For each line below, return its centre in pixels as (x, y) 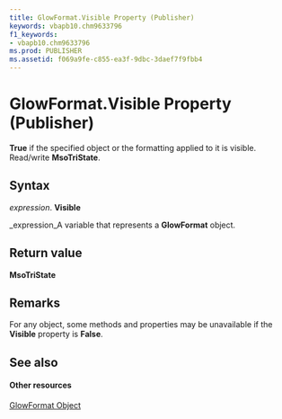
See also (34, 362)
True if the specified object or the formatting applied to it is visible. (133, 147)
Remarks (35, 303)
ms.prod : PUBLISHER (46, 51)
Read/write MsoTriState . (55, 157)
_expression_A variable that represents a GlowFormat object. (123, 225)
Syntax (30, 186)
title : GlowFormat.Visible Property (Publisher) (102, 18)
